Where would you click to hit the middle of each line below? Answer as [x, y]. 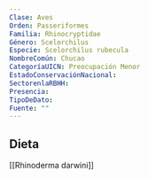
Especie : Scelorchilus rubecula [69, 51]
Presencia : [29, 91]
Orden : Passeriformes [49, 26]
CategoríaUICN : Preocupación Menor [75, 67]
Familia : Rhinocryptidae [55, 34]
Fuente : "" [29, 108]
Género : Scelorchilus [49, 42]
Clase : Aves [31, 17]
